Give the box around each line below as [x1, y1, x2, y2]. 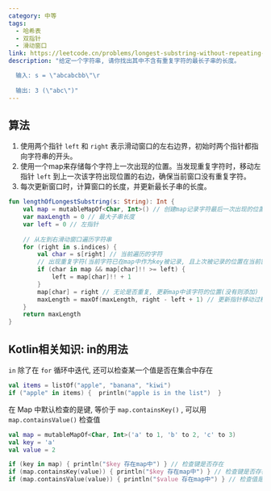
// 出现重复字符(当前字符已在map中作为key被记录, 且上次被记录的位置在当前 [37, 258, 261, 266]
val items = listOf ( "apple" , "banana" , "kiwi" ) [8, 381, 172, 389]
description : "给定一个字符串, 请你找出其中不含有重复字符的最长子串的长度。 [8, 57, 240, 65]
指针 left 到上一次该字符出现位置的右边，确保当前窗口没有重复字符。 [19, 171, 252, 182]
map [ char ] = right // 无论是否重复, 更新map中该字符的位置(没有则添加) [37, 287, 259, 296]
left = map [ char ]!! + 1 [51, 273, 131, 281]
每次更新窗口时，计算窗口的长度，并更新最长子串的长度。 [19, 182, 211, 191]
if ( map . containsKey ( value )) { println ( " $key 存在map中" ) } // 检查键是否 [8, 468, 256, 476]
